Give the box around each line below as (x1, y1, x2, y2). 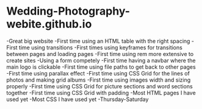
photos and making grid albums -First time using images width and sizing (6, 76, 191, 83)
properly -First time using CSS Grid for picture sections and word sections (6, 82, 193, 90)
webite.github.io (6, 17, 92, 31)
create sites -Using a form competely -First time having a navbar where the (6, 57, 196, 64)
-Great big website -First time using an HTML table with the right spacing (6, 37, 190, 44)
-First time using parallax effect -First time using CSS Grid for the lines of (6, 69, 190, 77)
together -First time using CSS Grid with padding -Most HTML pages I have (6, 89, 197, 96)
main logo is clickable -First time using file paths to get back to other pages (6, 63, 197, 71)
